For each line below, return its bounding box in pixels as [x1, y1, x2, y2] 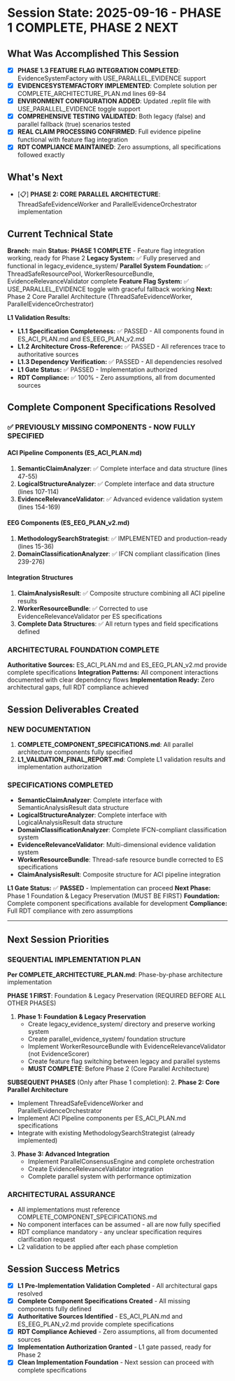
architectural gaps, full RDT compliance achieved [7, 683, 149, 692]
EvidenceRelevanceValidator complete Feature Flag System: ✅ [7, 277, 190, 285]
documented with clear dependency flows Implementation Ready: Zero [7, 675, 215, 684]
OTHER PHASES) [7, 999, 57, 1007]
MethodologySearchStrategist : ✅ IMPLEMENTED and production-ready [17, 534, 227, 542]
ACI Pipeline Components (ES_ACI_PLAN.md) [7, 448, 142, 456]
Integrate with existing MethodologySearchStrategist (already [17, 1128, 195, 1137]
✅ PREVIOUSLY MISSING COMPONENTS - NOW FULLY [7, 422, 196, 432]
